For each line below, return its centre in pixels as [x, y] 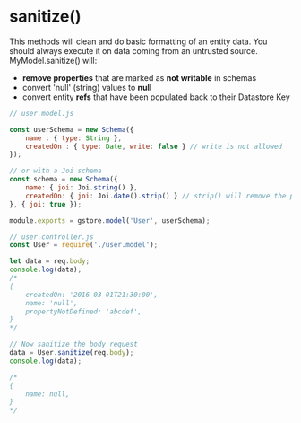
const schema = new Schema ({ [64, 180]
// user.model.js [42, 113]
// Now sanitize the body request [74, 344]
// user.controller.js [52, 237]
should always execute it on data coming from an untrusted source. [133, 50]
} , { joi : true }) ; [46, 204]
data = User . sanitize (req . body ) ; [72, 353]
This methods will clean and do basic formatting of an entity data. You [138, 41]
